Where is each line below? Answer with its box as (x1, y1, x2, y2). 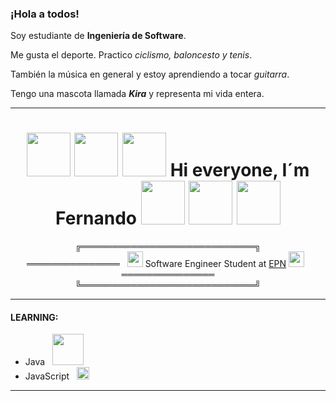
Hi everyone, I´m (169, 159, 310, 182)
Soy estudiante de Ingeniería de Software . (10, 30, 187, 42)
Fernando (55, 207, 137, 230)
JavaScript (24, 370, 70, 382)
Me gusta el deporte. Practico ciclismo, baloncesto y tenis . (10, 49, 253, 61)
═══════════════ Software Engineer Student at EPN (26, 258, 287, 270)
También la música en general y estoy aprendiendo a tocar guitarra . (10, 68, 290, 81)
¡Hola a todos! (10, 7, 80, 21)
